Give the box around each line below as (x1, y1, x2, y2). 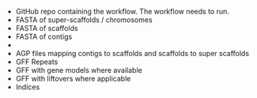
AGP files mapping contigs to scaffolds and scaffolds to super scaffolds (15, 49, 250, 58)
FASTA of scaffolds (15, 24, 78, 32)
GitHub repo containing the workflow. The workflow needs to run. (15, 7, 229, 16)
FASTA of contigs (15, 32, 73, 41)
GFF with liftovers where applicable (15, 74, 131, 83)
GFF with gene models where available (15, 66, 142, 74)
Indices (15, 82, 40, 92)
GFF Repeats (15, 57, 59, 66)
